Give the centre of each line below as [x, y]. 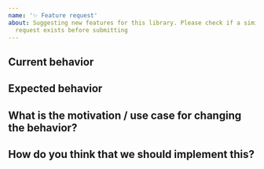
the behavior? [43, 128]
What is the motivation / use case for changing [125, 115]
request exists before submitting [71, 30]
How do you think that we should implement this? [132, 154]
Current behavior [51, 62]
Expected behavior [55, 88]
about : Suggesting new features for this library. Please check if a [125, 23]
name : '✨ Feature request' [53, 15]
